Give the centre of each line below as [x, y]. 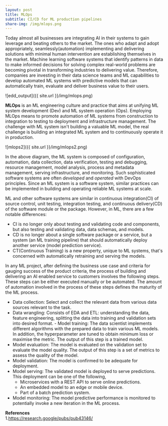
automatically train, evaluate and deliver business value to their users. [77, 86]
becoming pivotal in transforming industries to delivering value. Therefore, [82, 70]
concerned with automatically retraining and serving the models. [79, 256]
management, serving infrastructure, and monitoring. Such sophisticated [80, 173]
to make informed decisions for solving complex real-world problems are [80, 65]
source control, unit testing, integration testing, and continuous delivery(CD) [84, 204]
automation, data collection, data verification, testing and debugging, [76, 162]
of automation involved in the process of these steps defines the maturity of [83, 287]
